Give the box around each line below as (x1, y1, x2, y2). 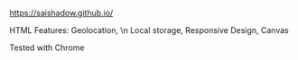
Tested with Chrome (9, 42, 85, 53)
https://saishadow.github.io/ (9, 8, 114, 18)
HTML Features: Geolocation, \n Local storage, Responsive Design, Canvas (9, 25, 289, 35)
